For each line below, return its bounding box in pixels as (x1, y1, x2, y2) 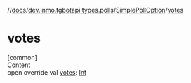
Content (7, 61, 31, 69)
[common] (7, 53, 37, 61)
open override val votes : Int (7, 68, 86, 76)
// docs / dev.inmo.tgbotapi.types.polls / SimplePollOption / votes (7, 6, 184, 14)
